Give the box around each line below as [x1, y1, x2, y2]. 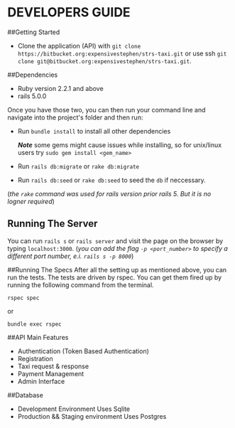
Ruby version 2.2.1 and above [17, 84, 104, 92]
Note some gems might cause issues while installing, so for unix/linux [17, 140, 222, 149]
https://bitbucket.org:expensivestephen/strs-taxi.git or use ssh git [17, 49, 227, 58]
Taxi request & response [17, 362, 89, 370]
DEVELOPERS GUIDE [7, 4, 131, 21]
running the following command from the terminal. [7, 280, 154, 289]
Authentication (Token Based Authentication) [17, 346, 149, 355]
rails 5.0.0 [17, 92, 47, 100]
